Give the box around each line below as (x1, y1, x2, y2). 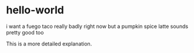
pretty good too (6, 29, 44, 36)
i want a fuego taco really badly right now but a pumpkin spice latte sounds (6, 23, 189, 30)
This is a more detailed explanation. (6, 40, 92, 47)
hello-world (6, 3, 65, 17)
